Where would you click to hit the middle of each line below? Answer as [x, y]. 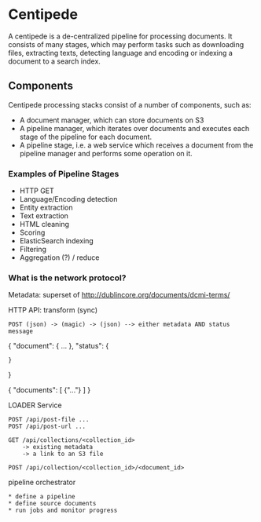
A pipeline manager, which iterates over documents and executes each [134, 128]
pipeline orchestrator [42, 482]
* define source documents [52, 504]
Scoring [32, 232]
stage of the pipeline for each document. [86, 137]
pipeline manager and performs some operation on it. [106, 153]
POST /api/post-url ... [47, 427]
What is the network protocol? [67, 278]
